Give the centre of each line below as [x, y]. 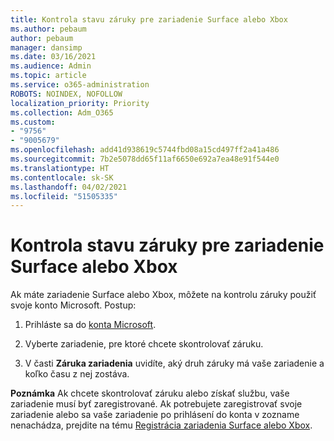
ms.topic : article [48, 76]
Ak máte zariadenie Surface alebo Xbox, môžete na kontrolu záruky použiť [163, 295]
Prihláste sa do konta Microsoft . [90, 325]
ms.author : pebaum [48, 29]
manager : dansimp [46, 47]
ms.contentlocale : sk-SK [62, 177]
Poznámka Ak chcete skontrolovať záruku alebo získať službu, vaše [150, 393]
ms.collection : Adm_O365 [62, 112]
